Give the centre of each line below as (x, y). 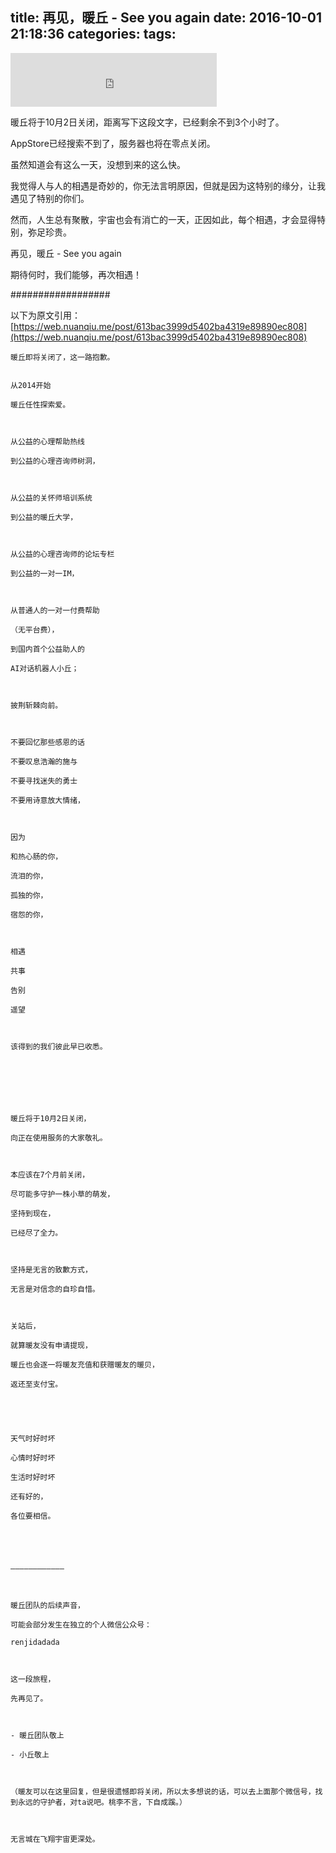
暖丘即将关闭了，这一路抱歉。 (62, 357)
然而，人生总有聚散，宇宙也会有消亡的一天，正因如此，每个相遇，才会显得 (163, 219)
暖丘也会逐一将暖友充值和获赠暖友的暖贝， (85, 1364)
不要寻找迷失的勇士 (44, 781)
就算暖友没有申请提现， (51, 1345)
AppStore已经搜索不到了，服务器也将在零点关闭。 (113, 143)
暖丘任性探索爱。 (40, 404)
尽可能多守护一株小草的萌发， (62, 1194)
